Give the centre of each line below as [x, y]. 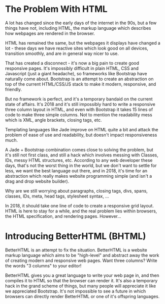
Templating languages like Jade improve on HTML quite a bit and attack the [82, 129]
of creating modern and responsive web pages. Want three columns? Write [81, 260]
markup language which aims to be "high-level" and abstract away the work [82, 255]
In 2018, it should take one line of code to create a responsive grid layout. [80, 205]
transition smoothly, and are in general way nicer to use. [62, 53]
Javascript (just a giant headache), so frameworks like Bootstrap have [76, 73]
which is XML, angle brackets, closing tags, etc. [53, 120]
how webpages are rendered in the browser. [50, 33]
